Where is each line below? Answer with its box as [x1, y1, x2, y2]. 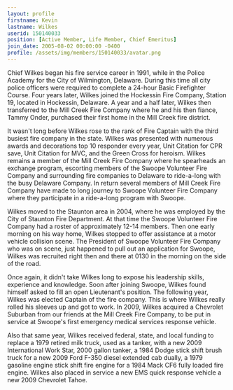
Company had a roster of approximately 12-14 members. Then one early [7, 222, 215, 230]
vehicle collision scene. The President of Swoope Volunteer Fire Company [7, 237, 221, 245]
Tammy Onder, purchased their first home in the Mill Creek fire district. [7, 113, 211, 121]
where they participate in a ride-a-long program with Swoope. [7, 193, 186, 202]
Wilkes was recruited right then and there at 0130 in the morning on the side [7, 251, 227, 260]
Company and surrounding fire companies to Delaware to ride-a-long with [7, 171, 222, 179]
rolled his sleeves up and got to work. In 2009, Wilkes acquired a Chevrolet [7, 302, 224, 311]
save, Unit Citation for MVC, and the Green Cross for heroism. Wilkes [7, 148, 206, 158]
